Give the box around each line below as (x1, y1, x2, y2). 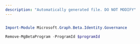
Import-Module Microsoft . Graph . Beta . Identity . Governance (5, 25, 127, 30)
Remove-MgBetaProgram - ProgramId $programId (5, 34, 100, 39)
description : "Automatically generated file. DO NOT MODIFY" (5, 7, 136, 12)
